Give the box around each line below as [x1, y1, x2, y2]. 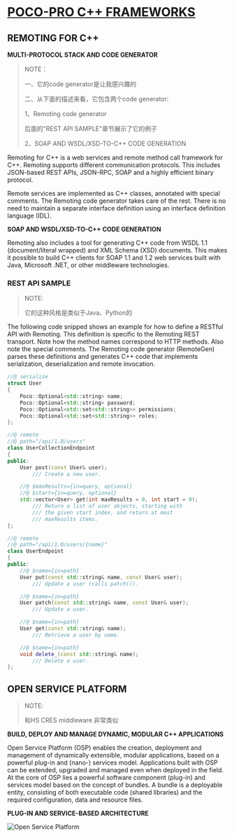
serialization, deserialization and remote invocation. [7, 360, 156, 368]
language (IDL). [7, 211, 52, 220]
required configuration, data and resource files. [7, 795, 143, 804]
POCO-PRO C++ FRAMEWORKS [7, 4, 196, 20]
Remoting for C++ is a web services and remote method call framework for [7, 153, 224, 162]
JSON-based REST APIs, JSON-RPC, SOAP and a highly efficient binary [7, 169, 214, 176]
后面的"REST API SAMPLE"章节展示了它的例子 [24, 125, 158, 133]
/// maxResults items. [32, 516, 98, 523]
